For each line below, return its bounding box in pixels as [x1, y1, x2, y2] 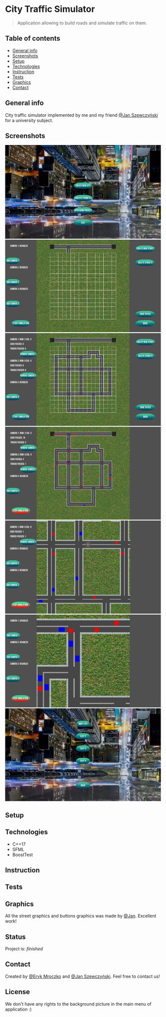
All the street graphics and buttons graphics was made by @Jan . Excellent [5, 913, 157, 919]
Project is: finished [5, 945, 43, 951]
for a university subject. [5, 117, 53, 123]
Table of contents [5, 34, 60, 43]
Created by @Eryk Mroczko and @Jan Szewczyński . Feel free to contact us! [5, 973, 160, 979]
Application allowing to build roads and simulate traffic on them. [17, 20, 147, 26]
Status [5, 933, 26, 941]
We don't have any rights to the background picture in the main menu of [5, 1001, 152, 1007]
